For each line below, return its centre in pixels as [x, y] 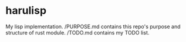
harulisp [26, 11]
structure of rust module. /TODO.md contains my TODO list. [77, 32]
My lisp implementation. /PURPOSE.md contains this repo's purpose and [93, 26]
